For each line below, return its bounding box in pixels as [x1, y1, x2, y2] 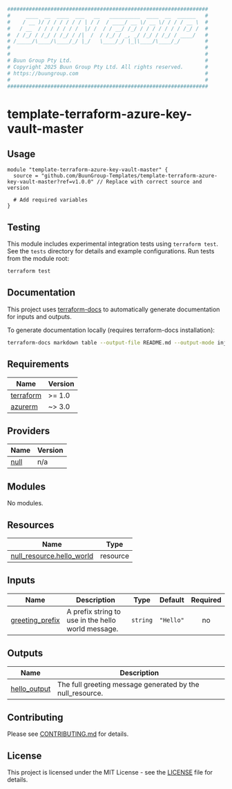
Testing [7, 221, 41, 233]
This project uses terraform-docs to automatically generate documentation [7, 305, 220, 313]
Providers [7, 425, 50, 437]
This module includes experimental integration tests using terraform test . [7, 240, 219, 248]
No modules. [7, 499, 43, 507]
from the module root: [7, 255, 70, 263]
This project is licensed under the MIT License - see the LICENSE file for [7, 768, 213, 777]
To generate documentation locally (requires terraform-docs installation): [7, 326, 215, 334]
